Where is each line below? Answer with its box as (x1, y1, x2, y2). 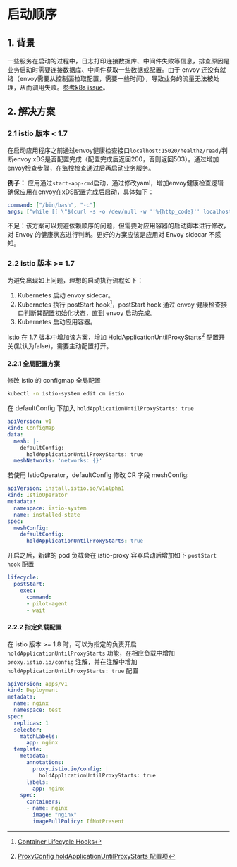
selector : (13, 726, 42, 733)
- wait (25, 607, 46, 614)
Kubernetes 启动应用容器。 (17, 318, 97, 326)
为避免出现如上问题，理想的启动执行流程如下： (7, 276, 143, 284)
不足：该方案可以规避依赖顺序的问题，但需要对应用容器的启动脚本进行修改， (7, 221, 230, 230)
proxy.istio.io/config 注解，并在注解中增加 (7, 657, 138, 666)
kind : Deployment (7, 687, 59, 694)
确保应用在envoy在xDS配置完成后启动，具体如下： (7, 187, 154, 196)
